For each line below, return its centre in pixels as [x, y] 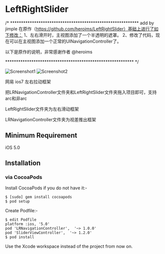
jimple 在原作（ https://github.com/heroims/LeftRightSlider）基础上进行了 [80, 29]
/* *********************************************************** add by [80, 23]
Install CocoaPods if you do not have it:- [46, 188]
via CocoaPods [24, 177]
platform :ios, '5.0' [28, 224]
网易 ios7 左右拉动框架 [28, 82]
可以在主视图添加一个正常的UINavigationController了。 [65, 41]
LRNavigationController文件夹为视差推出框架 [51, 119]
